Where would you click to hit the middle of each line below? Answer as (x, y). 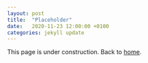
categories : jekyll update (46, 33)
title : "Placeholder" (40, 20)
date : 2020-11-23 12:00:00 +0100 (58, 26)
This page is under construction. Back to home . (74, 52)
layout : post (26, 13)
